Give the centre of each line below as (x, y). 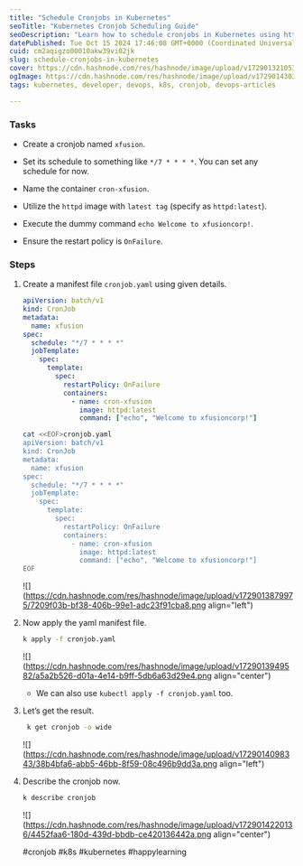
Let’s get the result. (58, 711)
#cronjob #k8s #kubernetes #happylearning (104, 852)
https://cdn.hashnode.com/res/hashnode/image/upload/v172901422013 (159, 824)
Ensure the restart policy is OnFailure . (92, 241)
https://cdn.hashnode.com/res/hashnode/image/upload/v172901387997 (160, 596)
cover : (22, 69)
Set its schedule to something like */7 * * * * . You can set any (140, 161)
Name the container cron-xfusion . (86, 188)
